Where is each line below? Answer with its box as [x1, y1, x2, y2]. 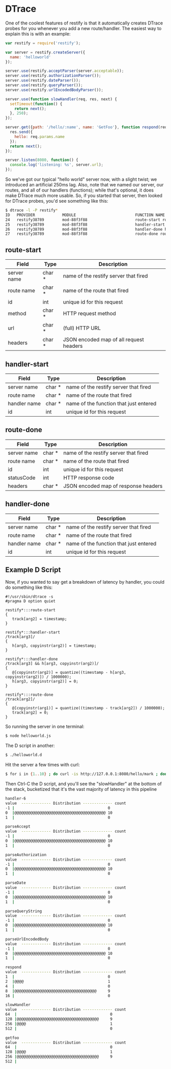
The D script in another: [5, 743, 55, 749]
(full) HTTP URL [63, 324, 101, 332]
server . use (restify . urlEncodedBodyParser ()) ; [5, 87, 103, 92]
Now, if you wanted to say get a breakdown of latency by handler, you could [5, 579, 164, 585]
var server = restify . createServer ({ [5, 49, 85, 55]
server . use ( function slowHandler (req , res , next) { [5, 96, 117, 102]
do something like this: [5, 584, 53, 591]
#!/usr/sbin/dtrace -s [5, 594, 53, 599]
